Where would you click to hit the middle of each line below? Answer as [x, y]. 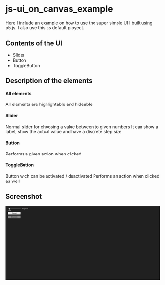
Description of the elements [49, 81]
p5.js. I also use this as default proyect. [45, 27]
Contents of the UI [34, 43]
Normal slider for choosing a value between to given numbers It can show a [82, 127]
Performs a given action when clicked [44, 154]
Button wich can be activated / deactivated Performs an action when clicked [82, 176]
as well [13, 181]
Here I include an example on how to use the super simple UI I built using [79, 23]
